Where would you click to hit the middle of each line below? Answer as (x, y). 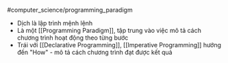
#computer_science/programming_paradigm (70, 10)
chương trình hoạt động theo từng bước (73, 38)
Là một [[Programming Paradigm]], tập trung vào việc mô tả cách (109, 30)
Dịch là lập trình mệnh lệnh (55, 23)
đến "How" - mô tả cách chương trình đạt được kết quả (94, 52)
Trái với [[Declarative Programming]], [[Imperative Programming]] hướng (119, 45)
